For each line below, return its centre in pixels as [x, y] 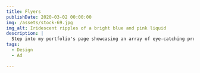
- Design [22, 50]
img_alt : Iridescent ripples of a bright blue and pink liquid [86, 28]
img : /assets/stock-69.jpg [40, 22]
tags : [13, 45]
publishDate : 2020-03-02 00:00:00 [49, 17]
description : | [25, 34]
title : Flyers [24, 11]
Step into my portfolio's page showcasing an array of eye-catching [98, 39]
